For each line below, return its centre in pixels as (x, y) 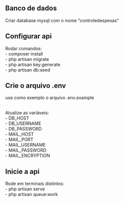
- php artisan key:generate (33, 64)
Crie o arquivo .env (36, 86)
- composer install (24, 54)
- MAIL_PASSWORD (26, 150)
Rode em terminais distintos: (35, 184)
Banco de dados (31, 8)
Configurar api (28, 37)
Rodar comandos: (24, 48)
